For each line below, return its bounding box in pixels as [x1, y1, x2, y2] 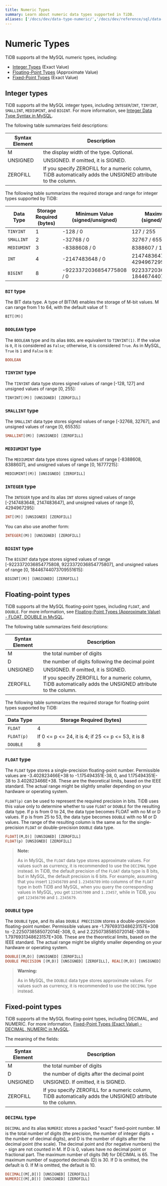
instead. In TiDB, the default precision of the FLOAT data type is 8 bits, [17, 868, 159, 874]
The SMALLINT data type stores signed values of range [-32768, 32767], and [5, 418, 160, 424]
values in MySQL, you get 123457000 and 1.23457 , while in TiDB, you [17, 889, 157, 895]
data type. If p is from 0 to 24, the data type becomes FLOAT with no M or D [5, 809, 161, 815]
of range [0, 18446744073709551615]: [5, 567, 83, 573]
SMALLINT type [5, 407, 39, 414]
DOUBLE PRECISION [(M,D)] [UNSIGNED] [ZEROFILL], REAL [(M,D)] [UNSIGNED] [5, 959, 162, 964]
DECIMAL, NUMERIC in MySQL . [5, 1026, 70, 1032]
